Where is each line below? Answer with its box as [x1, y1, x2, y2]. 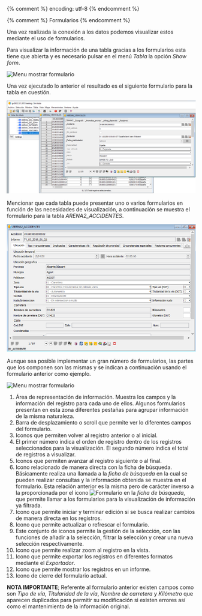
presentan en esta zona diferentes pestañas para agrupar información [15, 406, 189, 413]
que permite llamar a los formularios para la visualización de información [15, 495, 195, 503]
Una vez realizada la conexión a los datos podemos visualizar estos [7, 28, 174, 35]
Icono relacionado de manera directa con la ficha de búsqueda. [15, 464, 173, 471]
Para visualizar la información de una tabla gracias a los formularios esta [7, 46, 186, 53]
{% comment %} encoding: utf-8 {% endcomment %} [7, 5, 140, 12]
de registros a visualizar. [15, 450, 76, 458]
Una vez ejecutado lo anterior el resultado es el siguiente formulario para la [7, 82, 192, 89]
